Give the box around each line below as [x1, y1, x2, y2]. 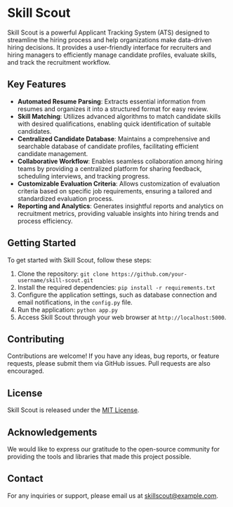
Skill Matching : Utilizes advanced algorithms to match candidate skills [17, 112, 221, 120]
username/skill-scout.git [17, 276, 93, 284]
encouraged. [7, 367, 44, 376]
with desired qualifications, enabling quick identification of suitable [17, 120, 211, 128]
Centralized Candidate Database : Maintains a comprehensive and [17, 134, 211, 143]
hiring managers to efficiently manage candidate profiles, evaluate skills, [7, 51, 217, 59]
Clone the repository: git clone [17, 269, 109, 278]
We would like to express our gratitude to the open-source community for [7, 445, 220, 453]
